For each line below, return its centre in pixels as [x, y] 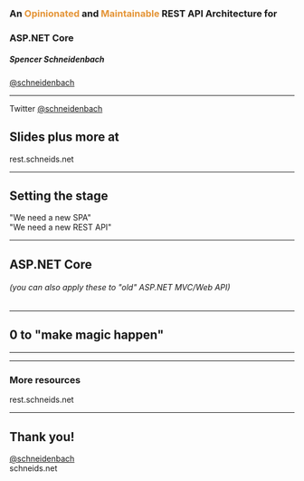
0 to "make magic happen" [87, 335]
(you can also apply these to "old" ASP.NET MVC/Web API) [120, 288]
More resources [45, 379]
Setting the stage [59, 196]
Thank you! [42, 437]
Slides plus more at [64, 137]
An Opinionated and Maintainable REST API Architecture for [143, 14]
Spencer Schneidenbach [57, 59]
